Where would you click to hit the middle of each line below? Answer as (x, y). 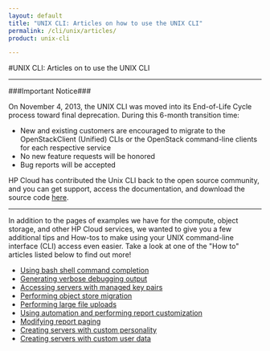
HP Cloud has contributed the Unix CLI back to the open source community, (134, 181)
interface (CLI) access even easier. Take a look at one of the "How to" (124, 247)
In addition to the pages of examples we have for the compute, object (123, 221)
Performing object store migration (76, 296)
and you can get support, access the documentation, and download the (127, 189)
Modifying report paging (60, 321)
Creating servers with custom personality (88, 330)
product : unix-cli (39, 38)
